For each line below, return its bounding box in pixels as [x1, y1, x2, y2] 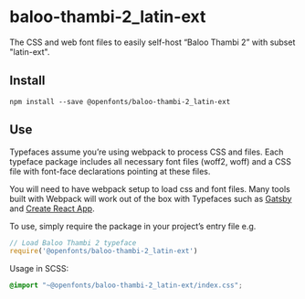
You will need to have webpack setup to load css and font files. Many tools [9, 183, 290, 194]
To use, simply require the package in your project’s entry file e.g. [9, 220, 257, 231]
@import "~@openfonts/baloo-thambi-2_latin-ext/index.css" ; [9, 281, 244, 290]
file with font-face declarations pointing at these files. [9, 166, 211, 176]
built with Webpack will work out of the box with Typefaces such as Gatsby [9, 193, 292, 204]
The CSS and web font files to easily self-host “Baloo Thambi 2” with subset [9, 37, 296, 48]
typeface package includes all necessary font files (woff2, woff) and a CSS [9, 155, 292, 166]
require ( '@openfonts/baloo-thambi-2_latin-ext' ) [9, 247, 198, 256]
